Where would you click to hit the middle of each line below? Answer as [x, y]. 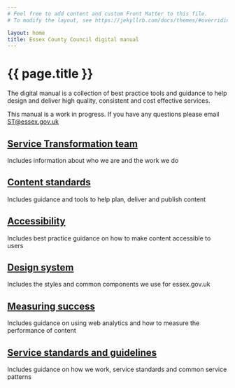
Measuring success [51, 306]
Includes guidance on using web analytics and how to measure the [104, 323]
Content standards [49, 182]
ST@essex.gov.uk [33, 122]
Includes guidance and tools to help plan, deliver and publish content [107, 199]
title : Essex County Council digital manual [73, 39]
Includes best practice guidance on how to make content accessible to [109, 238]
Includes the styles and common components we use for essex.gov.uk [109, 285]
